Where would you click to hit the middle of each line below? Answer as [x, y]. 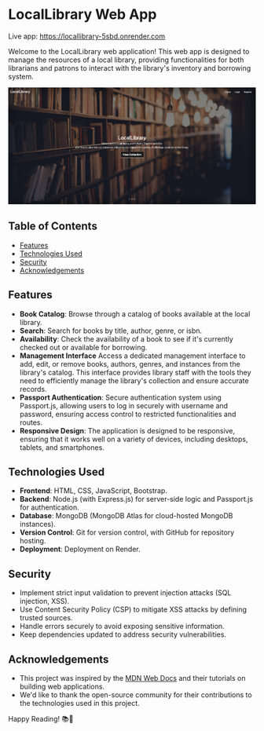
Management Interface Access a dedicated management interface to [132, 356]
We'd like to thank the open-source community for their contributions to [136, 694]
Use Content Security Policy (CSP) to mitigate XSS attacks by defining [133, 609]
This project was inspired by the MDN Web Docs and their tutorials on [132, 678]
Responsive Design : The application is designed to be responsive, [127, 430]
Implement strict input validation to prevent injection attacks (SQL [125, 593]
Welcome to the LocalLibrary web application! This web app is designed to [129, 51]
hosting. [33, 541]
